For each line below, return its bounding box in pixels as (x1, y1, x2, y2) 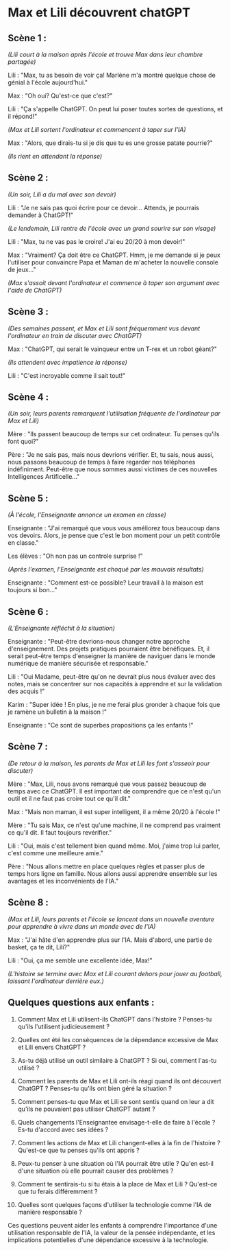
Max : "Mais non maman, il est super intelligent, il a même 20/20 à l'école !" (8, 807, 221, 815)
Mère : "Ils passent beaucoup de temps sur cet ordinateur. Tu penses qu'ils (8, 430, 220, 438)
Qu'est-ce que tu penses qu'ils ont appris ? (17, 1146, 140, 1154)
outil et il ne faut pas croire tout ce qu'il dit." (8, 794, 131, 802)
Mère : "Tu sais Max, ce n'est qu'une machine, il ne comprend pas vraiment (8, 821, 221, 829)
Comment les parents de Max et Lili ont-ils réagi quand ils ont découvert (17, 1077, 222, 1085)
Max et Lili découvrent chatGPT (8, 5, 191, 21)
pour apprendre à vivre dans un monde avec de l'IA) (8, 922, 156, 930)
